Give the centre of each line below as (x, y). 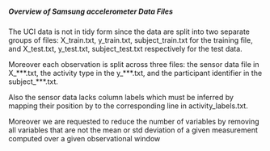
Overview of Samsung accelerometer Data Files (91, 11)
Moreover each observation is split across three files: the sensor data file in (134, 64)
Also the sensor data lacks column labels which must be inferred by (121, 97)
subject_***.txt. (34, 82)
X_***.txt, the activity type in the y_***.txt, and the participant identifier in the (135, 73)
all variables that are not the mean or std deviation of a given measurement (133, 130)
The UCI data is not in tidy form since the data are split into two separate (129, 31)
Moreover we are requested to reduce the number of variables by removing (134, 121)
